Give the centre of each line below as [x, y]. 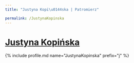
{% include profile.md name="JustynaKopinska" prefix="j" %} [67, 56]
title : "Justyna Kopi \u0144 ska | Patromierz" [52, 9]
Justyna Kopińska [42, 42]
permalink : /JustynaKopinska [35, 18]
